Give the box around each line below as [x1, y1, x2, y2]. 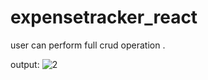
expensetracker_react [10, 6, 198, 29]
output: [10, 58, 40, 70]
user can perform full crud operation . [10, 39, 166, 51]
